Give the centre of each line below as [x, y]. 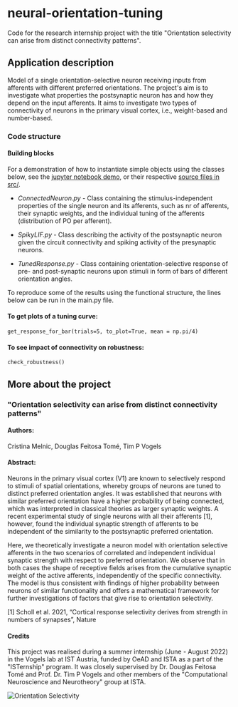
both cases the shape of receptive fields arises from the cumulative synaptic [119, 568]
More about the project [59, 384]
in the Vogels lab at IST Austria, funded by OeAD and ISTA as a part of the [115, 659]
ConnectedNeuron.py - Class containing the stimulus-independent [115, 198]
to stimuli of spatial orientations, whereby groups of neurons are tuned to [114, 486]
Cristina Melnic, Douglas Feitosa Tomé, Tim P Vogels [85, 446]
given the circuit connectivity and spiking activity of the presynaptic [117, 242]
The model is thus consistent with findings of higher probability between [113, 583]
